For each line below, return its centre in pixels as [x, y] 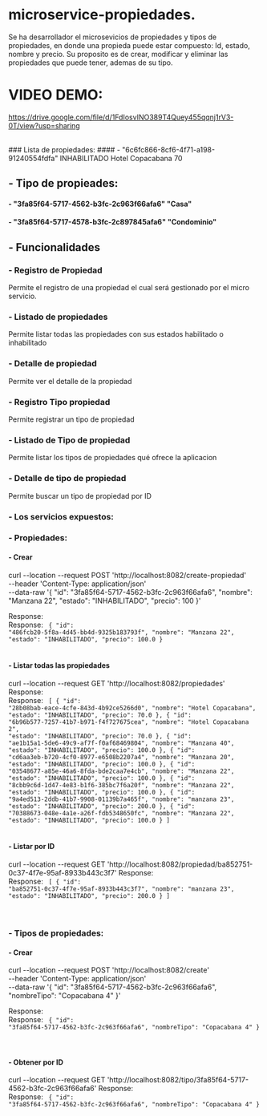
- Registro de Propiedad [55, 270]
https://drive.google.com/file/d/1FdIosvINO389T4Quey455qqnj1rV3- [121, 117]
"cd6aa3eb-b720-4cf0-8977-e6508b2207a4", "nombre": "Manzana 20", [121, 757]
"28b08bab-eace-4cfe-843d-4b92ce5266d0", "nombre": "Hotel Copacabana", [132, 708]
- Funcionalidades [55, 247]
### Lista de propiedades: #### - [64, 149]
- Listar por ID [32, 847]
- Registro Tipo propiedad [59, 402]
